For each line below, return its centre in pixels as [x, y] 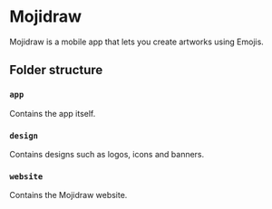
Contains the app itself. [53, 113]
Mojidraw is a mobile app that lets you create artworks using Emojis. [137, 42]
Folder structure [56, 70]
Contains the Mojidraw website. [68, 195]
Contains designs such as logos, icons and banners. [107, 154]
